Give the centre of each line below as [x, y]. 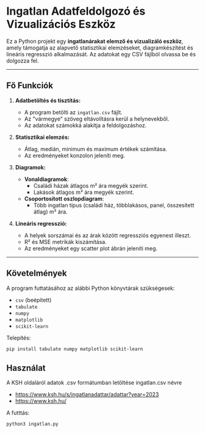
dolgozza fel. [23, 61]
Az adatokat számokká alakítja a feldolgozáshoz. [85, 125]
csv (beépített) [33, 300]
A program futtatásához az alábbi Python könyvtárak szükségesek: [91, 288]
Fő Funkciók [30, 86]
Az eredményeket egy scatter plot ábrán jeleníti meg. [91, 248]
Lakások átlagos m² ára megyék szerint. [84, 192]
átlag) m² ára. [51, 212]
